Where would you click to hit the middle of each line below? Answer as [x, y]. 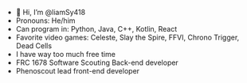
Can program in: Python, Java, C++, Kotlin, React [96, 29]
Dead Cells [34, 46]
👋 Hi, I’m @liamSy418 [51, 12]
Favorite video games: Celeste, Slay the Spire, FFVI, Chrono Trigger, [127, 37]
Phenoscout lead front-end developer [78, 71]
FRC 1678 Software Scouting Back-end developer [97, 62]
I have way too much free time [65, 54]
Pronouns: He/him [45, 21]
